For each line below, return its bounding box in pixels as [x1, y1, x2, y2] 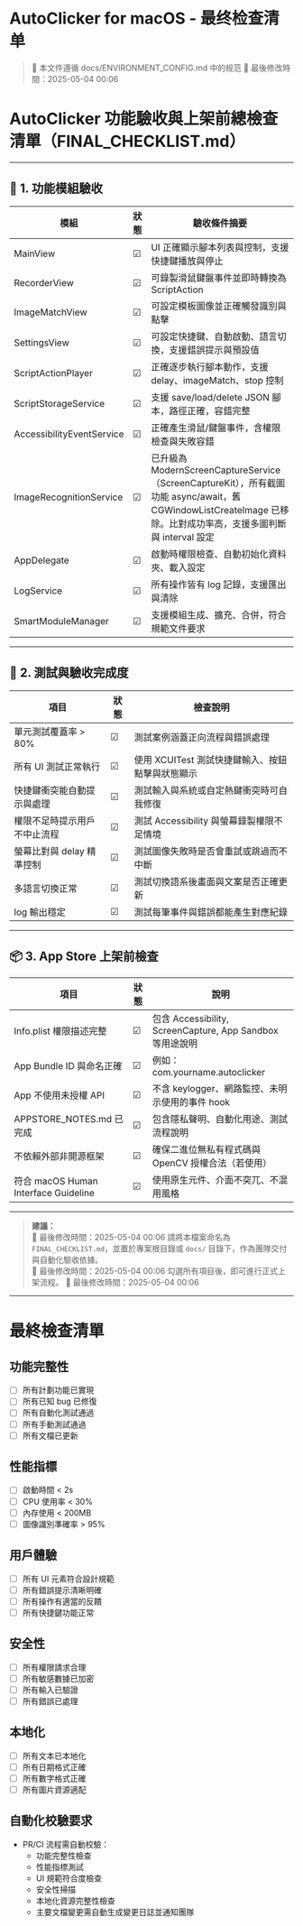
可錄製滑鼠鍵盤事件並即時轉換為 [151, 272, 287, 284]
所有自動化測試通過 [22, 1407, 95, 1418]
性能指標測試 [35, 1861, 84, 1872]
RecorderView [14, 276, 75, 289]
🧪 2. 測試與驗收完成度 [9, 665, 129, 681]
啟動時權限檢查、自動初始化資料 [151, 548, 287, 560]
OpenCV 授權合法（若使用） [151, 1157, 272, 1169]
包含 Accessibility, [151, 1012, 230, 1025]
